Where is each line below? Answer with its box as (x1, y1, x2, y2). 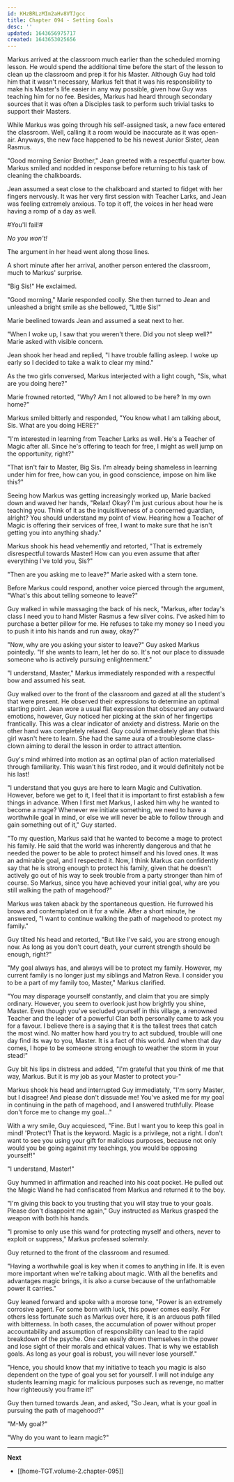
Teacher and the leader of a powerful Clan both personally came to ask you (7, 1015, 224, 1023)
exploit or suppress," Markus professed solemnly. (7, 1235, 150, 1243)
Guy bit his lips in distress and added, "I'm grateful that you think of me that (7, 1065, 224, 1073)
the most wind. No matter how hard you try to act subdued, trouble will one (7, 1029, 223, 1038)
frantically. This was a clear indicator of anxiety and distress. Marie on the (7, 719, 219, 728)
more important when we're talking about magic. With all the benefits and (7, 1269, 218, 1278)
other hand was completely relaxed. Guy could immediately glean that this (7, 727, 220, 735)
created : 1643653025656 (7, 36, 77, 43)
